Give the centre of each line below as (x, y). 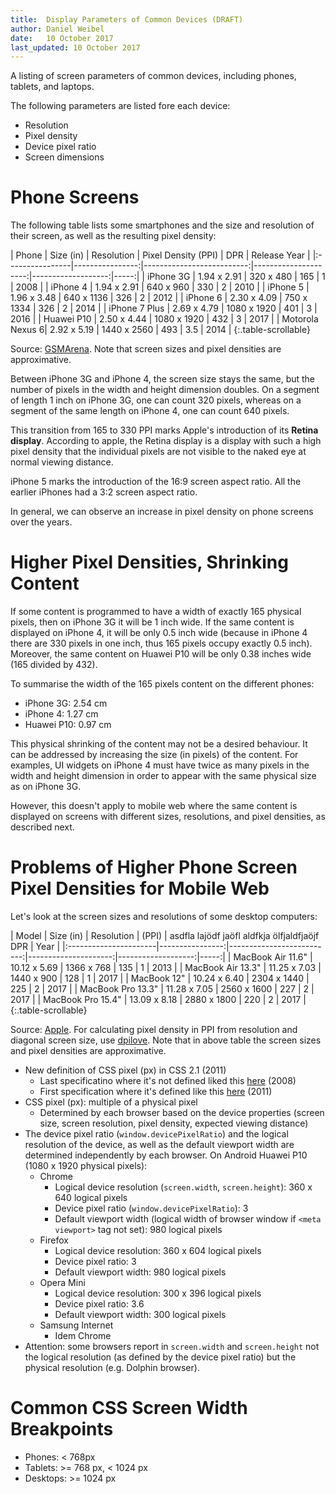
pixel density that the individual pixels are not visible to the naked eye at (158, 452)
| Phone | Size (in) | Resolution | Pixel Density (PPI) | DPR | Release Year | (160, 255)
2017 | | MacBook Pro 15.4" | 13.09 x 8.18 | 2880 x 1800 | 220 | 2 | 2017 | (158, 1000)
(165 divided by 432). (54, 665)
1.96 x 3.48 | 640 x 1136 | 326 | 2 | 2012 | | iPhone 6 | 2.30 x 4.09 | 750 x (159, 298)
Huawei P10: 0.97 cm (68, 725)
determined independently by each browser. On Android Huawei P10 (166, 1155)
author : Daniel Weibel (57, 29)
